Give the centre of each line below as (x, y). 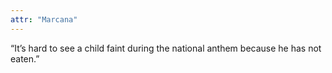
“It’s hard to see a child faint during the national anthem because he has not (166, 48)
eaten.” (25, 58)
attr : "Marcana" (44, 19)
